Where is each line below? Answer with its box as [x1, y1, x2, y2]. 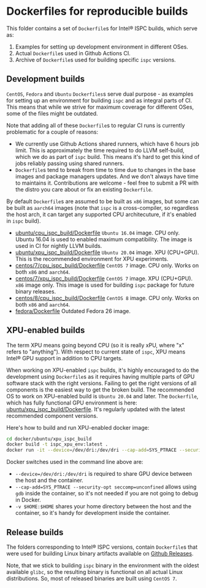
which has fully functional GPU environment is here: [6, 399, 138, 406]
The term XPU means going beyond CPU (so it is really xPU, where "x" [6, 341, 185, 349]
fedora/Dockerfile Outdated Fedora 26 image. [15, 307, 131, 314]
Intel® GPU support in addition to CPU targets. [6, 354, 123, 362]
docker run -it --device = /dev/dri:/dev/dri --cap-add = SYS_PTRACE [6, 447, 177, 454]
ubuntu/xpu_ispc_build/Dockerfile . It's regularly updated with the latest [6, 405, 185, 412]
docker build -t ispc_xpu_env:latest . [6, 441, 109, 447]
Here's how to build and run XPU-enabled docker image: [6, 424, 150, 431]
